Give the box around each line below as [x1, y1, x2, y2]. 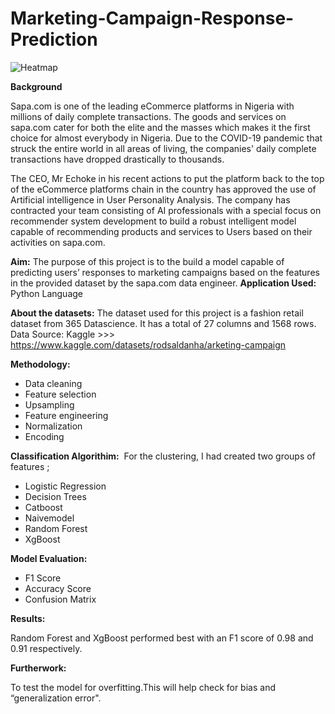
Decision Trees [24, 490, 87, 502]
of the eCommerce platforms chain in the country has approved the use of [10, 183, 317, 195]
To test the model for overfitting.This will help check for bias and [10, 681, 276, 693]
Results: [10, 612, 46, 624]
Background [10, 80, 63, 92]
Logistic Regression [24, 480, 107, 492]
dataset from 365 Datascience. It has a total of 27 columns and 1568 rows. [10, 317, 317, 329]
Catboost [24, 501, 63, 513]
